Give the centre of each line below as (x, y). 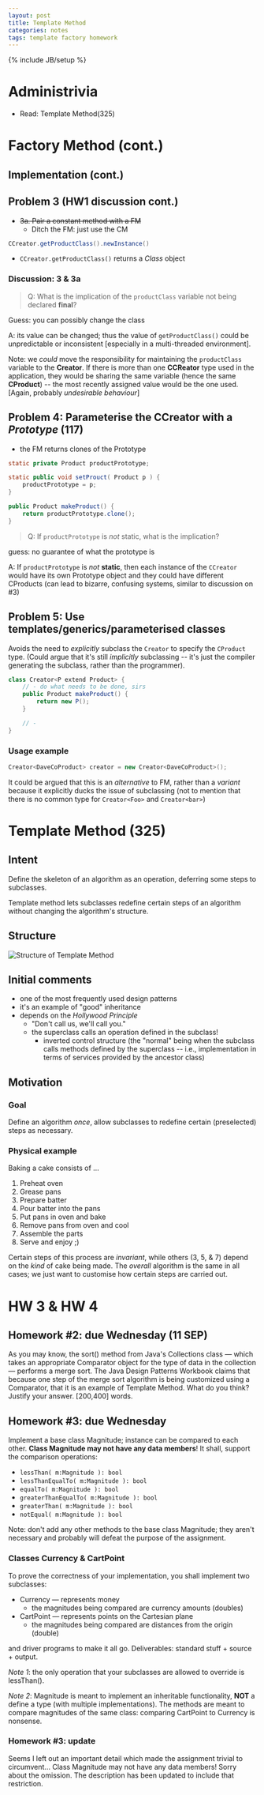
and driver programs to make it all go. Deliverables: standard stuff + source (130, 1648)
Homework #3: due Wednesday (87, 1421)
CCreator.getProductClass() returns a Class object (102, 258)
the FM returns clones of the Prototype (83, 449)
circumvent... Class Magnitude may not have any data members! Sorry (123, 1767)
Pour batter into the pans (60, 1209)
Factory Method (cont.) (86, 146)
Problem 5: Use (46, 617)
